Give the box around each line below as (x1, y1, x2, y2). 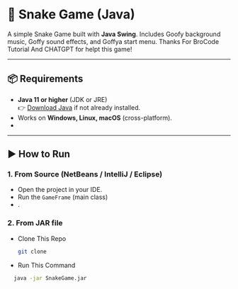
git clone (17, 248, 47, 255)
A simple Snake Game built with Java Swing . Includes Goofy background (7, 30, 221, 38)
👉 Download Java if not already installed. (17, 103, 141, 112)
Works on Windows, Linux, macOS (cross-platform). (17, 113, 172, 122)
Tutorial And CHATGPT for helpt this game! (7, 45, 132, 53)
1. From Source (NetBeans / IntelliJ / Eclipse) (7, 169, 163, 179)
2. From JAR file (7, 218, 63, 228)
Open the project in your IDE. (17, 186, 103, 194)
